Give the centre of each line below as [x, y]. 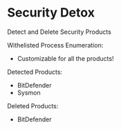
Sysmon [29, 92]
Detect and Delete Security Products [59, 32]
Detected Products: [35, 72]
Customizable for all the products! [65, 58]
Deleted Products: [33, 106]
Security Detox [51, 13]
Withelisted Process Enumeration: [55, 45]
